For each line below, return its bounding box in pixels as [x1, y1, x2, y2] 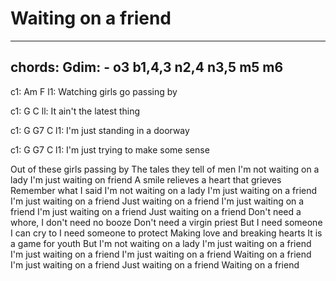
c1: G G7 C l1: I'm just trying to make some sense [10, 143, 210, 156]
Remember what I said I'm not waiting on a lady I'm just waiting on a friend [10, 184, 318, 196]
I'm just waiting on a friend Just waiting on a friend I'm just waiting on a [10, 195, 305, 207]
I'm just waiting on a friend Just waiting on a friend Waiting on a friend [10, 258, 300, 271]
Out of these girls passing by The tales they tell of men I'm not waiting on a [10, 163, 320, 175]
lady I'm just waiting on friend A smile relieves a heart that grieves [10, 173, 282, 186]
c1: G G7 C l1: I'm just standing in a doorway [10, 124, 190, 136]
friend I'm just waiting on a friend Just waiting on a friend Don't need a [10, 205, 302, 217]
